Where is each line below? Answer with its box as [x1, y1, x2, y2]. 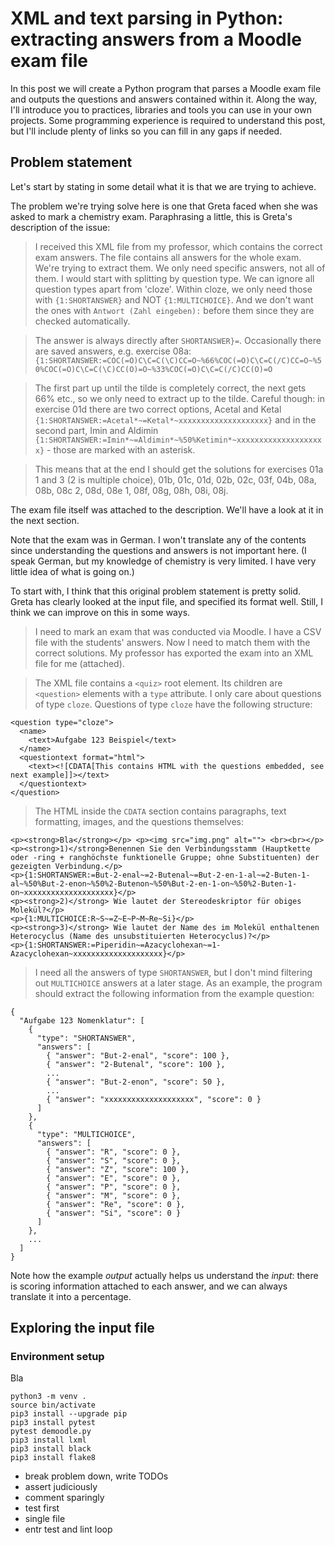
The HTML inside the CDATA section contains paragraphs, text [34, 805, 287, 817]
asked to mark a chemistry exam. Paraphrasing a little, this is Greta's [10, 210, 293, 222]
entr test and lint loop [24, 1523, 113, 1536]
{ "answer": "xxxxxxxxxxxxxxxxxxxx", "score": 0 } [46, 1094, 262, 1104]
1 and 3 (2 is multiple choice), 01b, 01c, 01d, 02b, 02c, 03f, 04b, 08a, [34, 473, 317, 486]
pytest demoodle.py [10, 1427, 92, 1437]
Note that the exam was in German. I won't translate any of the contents [10, 533, 307, 546]
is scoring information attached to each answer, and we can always [10, 1280, 288, 1292]
